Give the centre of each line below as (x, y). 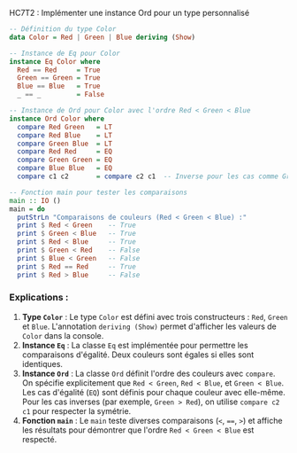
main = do (27, 209)
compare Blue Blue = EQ (65, 168)
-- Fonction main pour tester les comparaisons (99, 192)
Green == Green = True (59, 78)
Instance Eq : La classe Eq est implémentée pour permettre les (135, 345)
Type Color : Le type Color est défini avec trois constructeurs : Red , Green (155, 316)
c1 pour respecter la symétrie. (76, 410)
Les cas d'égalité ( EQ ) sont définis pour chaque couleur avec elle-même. (153, 392)
